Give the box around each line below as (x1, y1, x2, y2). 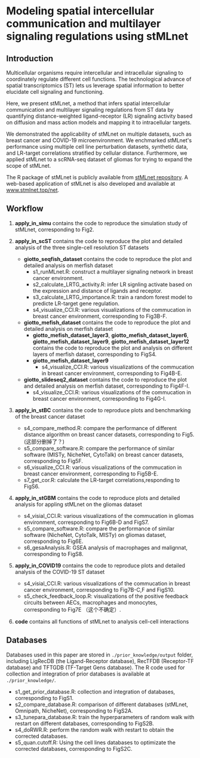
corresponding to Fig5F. (23, 457, 84, 464)
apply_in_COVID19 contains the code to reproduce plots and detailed (14, 561, 186, 569)
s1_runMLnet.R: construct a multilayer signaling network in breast (32, 268, 193, 275)
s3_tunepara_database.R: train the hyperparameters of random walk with (14, 713, 195, 720)
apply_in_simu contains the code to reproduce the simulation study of (14, 219, 188, 226)
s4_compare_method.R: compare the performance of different (23, 424, 177, 431)
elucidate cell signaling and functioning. (6, 88, 104, 95)
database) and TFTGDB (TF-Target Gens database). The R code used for (6, 664, 185, 671)
